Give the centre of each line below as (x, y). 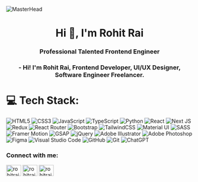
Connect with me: (32, 155)
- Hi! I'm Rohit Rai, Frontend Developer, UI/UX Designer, (100, 68)
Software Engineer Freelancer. (100, 75)
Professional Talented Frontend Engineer (100, 52)
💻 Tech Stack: (43, 100)
